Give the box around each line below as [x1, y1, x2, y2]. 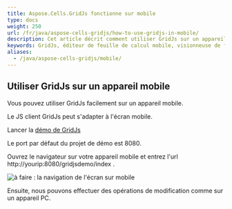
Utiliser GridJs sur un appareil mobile [7, 81, 171, 92]
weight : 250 [7, 23, 41, 30]
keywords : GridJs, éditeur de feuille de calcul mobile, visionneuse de [7, 42, 221, 49]
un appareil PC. [7, 194, 51, 202]
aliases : [7, 49, 32, 56]
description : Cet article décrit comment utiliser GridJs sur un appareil [7, 36, 227, 43]
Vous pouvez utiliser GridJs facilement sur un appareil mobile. [7, 99, 184, 107]
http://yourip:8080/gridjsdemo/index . [7, 159, 115, 168]
